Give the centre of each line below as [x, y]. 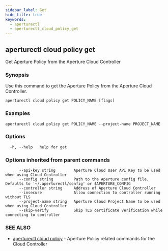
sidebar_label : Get [26, 10]
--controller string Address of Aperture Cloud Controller [87, 189]
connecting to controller [33, 215]
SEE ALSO [18, 228]
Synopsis [17, 75]
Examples [18, 113]
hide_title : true [24, 15]
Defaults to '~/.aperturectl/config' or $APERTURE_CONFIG [68, 184]
